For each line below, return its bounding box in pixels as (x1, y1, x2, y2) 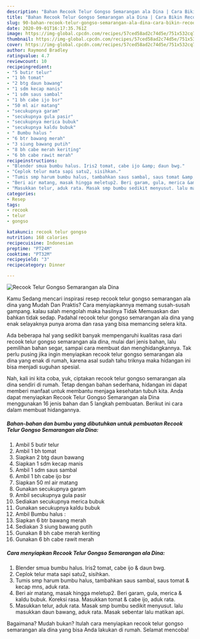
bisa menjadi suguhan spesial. (7, 363, 81, 370)
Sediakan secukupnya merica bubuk (15, 498, 105, 505)
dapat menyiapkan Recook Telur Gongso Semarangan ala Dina (7, 394, 160, 400)
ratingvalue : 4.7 (7, 53, 50, 59)
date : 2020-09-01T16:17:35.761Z (7, 25, 87, 31)
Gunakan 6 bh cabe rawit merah (15, 535, 94, 543)
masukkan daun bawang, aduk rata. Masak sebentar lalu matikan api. (15, 608, 185, 615)
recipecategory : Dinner (7, 262, 66, 268)
